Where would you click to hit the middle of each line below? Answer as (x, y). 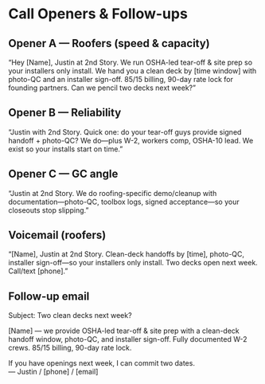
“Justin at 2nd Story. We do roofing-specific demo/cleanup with (113, 193)
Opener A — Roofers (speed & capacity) (109, 43)
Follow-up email (49, 296)
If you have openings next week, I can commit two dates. (101, 363)
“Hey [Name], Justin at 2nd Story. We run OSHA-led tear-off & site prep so (131, 62)
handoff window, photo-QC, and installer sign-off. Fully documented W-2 (128, 339)
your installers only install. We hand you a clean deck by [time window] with (132, 71)
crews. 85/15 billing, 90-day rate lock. (70, 348)
